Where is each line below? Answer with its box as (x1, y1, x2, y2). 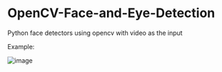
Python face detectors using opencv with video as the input (7, 29, 183, 37)
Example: (7, 42, 35, 51)
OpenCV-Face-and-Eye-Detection (7, 5, 216, 21)
